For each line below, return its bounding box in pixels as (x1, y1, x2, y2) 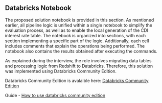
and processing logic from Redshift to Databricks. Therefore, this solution (5, 63, 153, 69)
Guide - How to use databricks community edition (5, 92, 106, 98)
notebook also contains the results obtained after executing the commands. (5, 48, 158, 54)
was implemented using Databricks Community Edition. (5, 68, 116, 74)
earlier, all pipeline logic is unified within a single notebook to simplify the (5, 22, 153, 28)
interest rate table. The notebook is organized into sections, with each (5, 32, 146, 38)
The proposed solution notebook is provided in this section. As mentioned (5, 17, 154, 23)
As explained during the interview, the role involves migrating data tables (5, 57, 152, 63)
